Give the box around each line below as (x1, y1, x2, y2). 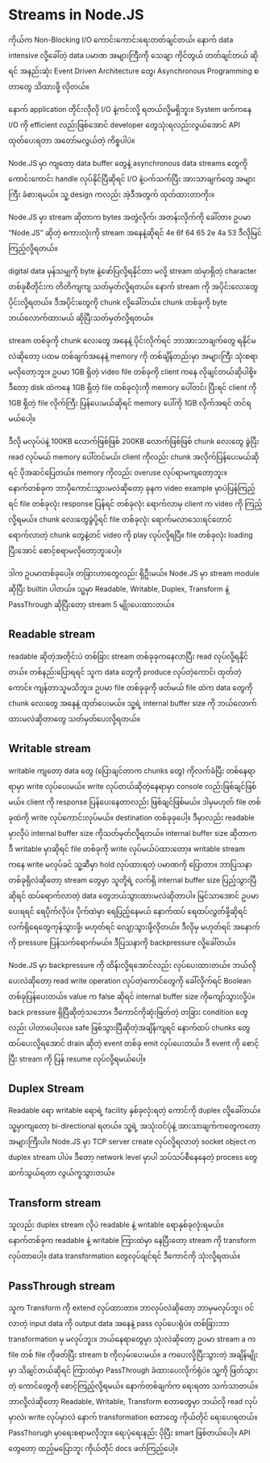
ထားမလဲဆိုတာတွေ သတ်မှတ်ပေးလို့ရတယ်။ (8, 713, 141, 723)
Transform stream (8, 1195, 102, 1210)
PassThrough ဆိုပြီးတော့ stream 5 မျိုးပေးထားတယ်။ (8, 599, 175, 609)
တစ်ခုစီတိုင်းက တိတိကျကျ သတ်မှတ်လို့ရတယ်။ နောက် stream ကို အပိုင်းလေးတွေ (8, 281, 259, 291)
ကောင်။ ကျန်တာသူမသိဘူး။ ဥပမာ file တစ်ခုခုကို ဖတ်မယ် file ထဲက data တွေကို (8, 683, 253, 692)
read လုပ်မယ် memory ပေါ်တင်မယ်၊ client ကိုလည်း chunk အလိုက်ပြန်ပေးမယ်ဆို (8, 451, 260, 461)
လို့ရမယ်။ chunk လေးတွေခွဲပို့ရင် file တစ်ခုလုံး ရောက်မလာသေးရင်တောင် (8, 514, 232, 524)
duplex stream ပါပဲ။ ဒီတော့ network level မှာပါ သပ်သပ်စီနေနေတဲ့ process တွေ (8, 1153, 258, 1162)
